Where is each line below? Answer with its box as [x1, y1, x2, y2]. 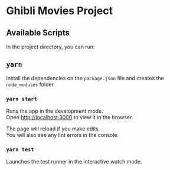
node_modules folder [6, 81, 54, 88]
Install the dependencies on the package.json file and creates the [6, 74, 164, 81]
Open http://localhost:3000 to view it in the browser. [6, 114, 133, 121]
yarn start [6, 96, 37, 102]
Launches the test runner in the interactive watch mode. [6, 158, 143, 165]
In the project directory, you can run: [6, 43, 95, 50]
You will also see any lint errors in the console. [6, 132, 119, 139]
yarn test [6, 146, 34, 153]
